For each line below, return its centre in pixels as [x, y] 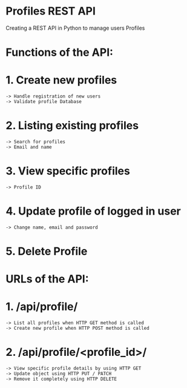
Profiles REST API [51, 11]
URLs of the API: [47, 279]
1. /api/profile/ [42, 307]
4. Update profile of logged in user [93, 211]
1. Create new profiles [61, 80]
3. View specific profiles [68, 171]
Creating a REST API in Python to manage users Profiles [75, 28]
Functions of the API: [59, 52]
